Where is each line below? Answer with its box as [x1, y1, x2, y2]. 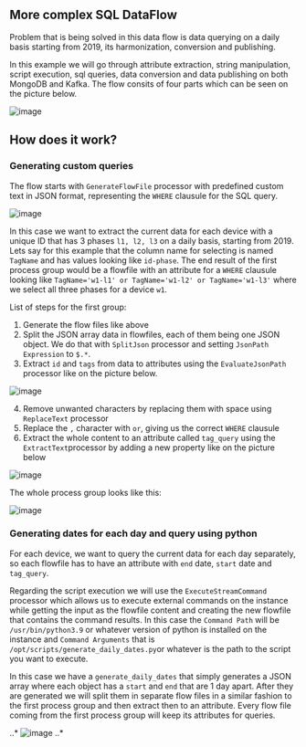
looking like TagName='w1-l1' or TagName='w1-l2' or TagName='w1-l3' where [9, 274, 297, 285]
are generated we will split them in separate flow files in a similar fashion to [9, 689, 292, 701]
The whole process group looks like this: [9, 487, 162, 498]
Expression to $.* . [22, 348, 91, 359]
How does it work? [9, 132, 118, 148]
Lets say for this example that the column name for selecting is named [9, 245, 274, 256]
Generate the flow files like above [22, 319, 149, 330]
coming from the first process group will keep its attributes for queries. [9, 710, 276, 721]
